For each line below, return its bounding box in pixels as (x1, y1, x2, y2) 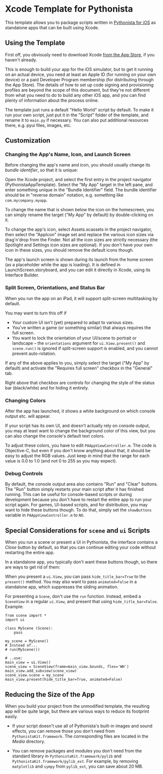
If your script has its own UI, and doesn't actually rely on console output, (5, 423, 150, 429)
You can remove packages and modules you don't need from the (12, 748, 142, 754)
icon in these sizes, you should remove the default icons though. (5, 247, 134, 253)
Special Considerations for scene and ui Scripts (5, 526, 150, 534)
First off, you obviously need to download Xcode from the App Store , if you (5, 52, 155, 57)
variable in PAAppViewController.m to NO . (5, 512, 85, 518)
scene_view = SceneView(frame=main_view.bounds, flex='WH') (5, 664, 130, 669)
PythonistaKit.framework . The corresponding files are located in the (12, 733, 149, 739)
